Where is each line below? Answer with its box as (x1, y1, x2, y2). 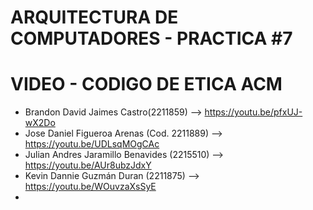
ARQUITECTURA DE (10, 6, 179, 29)
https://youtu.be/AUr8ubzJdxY (24, 159, 152, 171)
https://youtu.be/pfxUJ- (204, 106, 303, 118)
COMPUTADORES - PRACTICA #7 (10, 27, 293, 50)
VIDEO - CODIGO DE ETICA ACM (10, 73, 283, 96)
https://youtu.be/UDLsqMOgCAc (24, 138, 160, 150)
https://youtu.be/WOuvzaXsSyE (24, 181, 157, 193)
